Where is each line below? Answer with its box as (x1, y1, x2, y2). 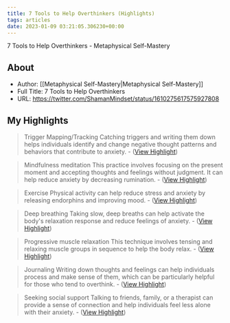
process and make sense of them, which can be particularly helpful (23, 273, 215, 281)
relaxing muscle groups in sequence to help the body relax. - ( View (23, 245, 214, 253)
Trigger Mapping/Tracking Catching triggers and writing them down (23, 133, 216, 141)
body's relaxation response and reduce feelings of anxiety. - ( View (23, 217, 213, 225)
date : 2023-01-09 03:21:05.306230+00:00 (7, 23, 125, 30)
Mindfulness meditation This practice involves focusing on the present (23, 161, 223, 169)
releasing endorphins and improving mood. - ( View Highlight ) (23, 196, 198, 204)
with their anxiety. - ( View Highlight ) (23, 308, 126, 316)
